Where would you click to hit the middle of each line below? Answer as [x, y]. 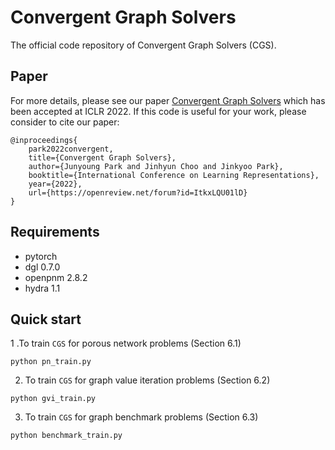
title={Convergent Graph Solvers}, [102, 157]
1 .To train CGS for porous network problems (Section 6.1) [126, 343]
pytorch [41, 256]
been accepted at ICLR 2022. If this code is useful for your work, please [158, 111]
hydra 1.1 [42, 288]
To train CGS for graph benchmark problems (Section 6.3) [141, 417]
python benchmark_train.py [66, 436]
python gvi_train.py [53, 399]
